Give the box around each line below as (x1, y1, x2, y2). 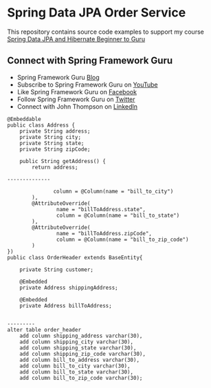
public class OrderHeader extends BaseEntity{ (7, 254, 143, 261)
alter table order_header (7, 326, 81, 333)
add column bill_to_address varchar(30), (19, 356, 140, 363)
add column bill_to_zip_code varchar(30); (19, 374, 143, 381)
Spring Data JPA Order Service (7, 5, 186, 21)
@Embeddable (7, 116, 41, 122)
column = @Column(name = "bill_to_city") (53, 188, 174, 195)
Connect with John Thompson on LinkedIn (16, 102, 138, 111)
